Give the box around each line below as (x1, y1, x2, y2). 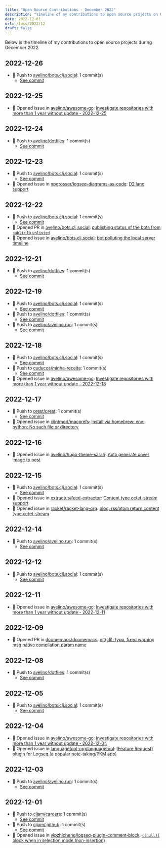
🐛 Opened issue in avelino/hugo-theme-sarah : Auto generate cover (12, 452, 150, 458)
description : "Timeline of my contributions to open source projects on (5, 12, 158, 17)
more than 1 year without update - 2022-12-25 (12, 110, 107, 116)
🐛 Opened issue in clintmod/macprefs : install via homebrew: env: (12, 419, 145, 424)
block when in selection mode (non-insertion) (12, 838, 105, 844)
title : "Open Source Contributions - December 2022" (5, 7, 116, 12)
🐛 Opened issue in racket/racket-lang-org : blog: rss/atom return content (12, 505, 160, 511)
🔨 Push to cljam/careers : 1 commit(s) (12, 811, 87, 817)
